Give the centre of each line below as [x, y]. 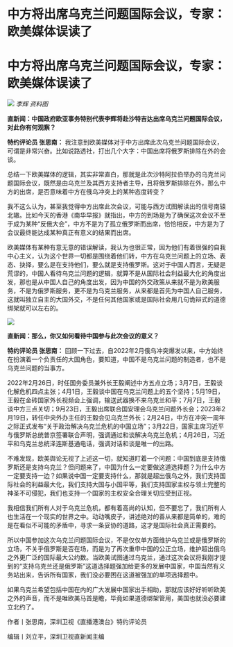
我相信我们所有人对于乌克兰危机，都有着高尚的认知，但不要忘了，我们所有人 [116, 508]
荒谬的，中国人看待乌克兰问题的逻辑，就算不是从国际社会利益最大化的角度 [113, 273]
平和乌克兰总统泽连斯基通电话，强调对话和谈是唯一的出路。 [92, 444]
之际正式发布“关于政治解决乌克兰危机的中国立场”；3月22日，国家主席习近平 [116, 426]
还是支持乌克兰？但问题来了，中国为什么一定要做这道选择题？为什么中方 [122, 467]
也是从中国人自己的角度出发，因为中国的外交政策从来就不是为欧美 [119, 282]
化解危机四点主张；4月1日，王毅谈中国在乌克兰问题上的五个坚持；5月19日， [115, 392]
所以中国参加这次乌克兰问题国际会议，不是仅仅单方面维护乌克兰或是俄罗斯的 [116, 540]
